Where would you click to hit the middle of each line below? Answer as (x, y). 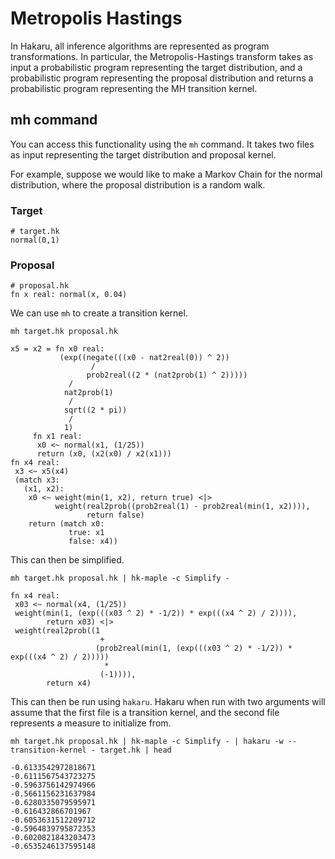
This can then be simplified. (67, 560)
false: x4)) (93, 542)
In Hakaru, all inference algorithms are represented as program (140, 46)
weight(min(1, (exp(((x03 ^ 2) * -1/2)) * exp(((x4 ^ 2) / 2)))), (156, 613)
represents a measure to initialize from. (91, 723)
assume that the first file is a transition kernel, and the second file (145, 713)
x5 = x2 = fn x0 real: (57, 349)
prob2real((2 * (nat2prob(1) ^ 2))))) (167, 375)
